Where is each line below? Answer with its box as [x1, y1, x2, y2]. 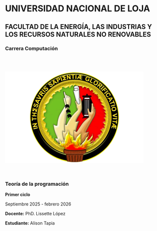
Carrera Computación [5, 45, 58, 52]
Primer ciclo [5, 192, 30, 198]
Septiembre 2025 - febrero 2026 [5, 201, 72, 207]
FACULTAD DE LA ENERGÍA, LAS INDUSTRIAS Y [5, 23, 152, 31]
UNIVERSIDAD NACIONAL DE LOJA [5, 3, 151, 14]
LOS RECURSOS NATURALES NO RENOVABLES [5, 30, 151, 38]
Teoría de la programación [5, 180, 69, 187]
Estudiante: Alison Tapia [5, 220, 55, 226]
